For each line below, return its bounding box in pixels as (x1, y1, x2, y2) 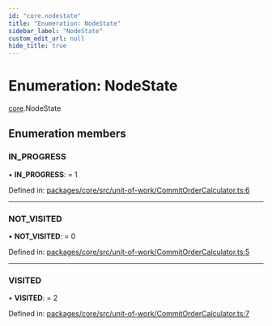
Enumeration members (8, 127, 127, 141)
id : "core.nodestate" (8, 11, 82, 20)
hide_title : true (8, 42, 67, 50)
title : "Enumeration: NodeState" (8, 19, 121, 28)
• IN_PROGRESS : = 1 (8, 169, 79, 179)
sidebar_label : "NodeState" (8, 27, 104, 35)
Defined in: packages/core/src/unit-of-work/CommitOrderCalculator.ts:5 (8, 248, 250, 257)
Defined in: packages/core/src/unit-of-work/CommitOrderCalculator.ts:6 (8, 185, 250, 195)
